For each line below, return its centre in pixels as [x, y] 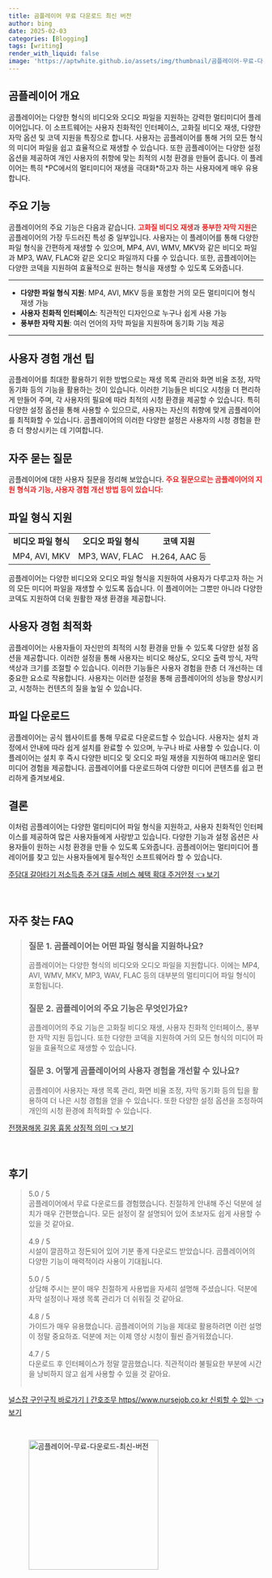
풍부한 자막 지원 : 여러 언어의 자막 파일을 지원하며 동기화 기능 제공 [122, 323]
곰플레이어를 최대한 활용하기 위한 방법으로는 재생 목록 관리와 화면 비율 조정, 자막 [135, 380]
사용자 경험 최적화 [50, 627]
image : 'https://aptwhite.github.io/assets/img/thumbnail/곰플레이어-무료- [133, 62]
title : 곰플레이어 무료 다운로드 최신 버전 [70, 16]
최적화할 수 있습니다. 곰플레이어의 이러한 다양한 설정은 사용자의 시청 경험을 [134, 420]
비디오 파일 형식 [42, 541]
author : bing [30, 24]
